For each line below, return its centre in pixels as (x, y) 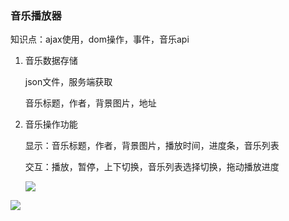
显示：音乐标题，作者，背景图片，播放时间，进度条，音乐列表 (152, 146)
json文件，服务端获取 (68, 82)
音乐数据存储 (51, 61)
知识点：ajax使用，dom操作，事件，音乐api (100, 39)
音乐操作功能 (51, 124)
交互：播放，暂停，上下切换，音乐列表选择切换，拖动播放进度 (152, 167)
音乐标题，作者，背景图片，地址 (90, 103)
